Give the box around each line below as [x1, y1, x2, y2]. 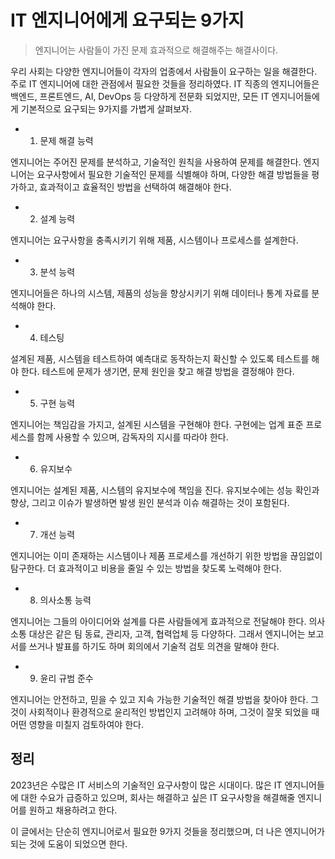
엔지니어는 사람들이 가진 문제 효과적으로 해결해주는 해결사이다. [34, 44, 279, 56]
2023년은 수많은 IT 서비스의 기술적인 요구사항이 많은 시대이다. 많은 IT [10, 779, 283, 791]
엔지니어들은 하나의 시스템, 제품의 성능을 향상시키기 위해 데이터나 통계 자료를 [10, 287, 310, 299]
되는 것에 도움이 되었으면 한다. [10, 837, 128, 850]
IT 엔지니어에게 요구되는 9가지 [10, 9, 245, 32]
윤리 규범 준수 [39, 672, 94, 684]
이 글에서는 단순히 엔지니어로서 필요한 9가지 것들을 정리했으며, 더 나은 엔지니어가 [10, 825, 325, 837]
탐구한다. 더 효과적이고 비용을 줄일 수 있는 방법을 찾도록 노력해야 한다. [10, 562, 282, 574]
